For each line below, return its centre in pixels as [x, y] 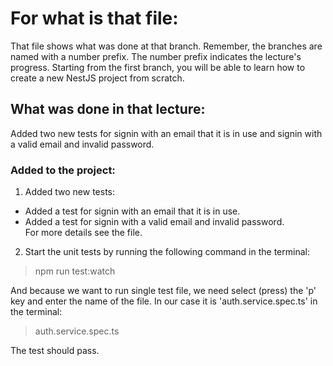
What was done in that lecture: [108, 109]
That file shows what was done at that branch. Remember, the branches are [166, 46]
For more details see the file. [83, 233]
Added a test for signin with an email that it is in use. [132, 211]
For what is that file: [94, 18]
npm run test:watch [75, 271]
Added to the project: [63, 170]
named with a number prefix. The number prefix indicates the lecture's [156, 56]
